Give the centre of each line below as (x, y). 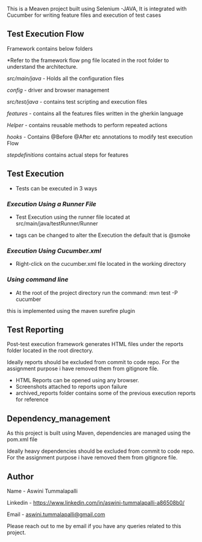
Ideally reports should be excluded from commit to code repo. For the (93, 362)
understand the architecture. (42, 66)
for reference (32, 400)
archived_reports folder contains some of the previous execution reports (106, 393)
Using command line (38, 280)
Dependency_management (58, 418)
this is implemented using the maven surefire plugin (71, 310)
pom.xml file (22, 440)
